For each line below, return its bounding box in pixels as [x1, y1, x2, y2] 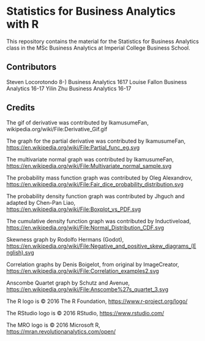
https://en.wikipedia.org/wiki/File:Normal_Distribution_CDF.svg [6, 224, 164, 231]
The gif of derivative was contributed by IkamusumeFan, [6, 118, 149, 126]
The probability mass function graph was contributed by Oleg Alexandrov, [6, 174, 193, 182]
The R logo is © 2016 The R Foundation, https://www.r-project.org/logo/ [6, 297, 188, 305]
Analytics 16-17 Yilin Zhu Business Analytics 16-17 [6, 85, 132, 92]
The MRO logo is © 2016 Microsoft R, [6, 321, 101, 329]
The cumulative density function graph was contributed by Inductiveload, [6, 217, 192, 224]
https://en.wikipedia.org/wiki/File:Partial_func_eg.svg [6, 144, 140, 151]
